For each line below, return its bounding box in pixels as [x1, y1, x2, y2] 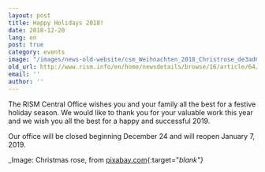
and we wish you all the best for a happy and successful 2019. [8, 116, 211, 125]
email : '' [8, 70, 41, 78]
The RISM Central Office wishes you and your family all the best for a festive [8, 99, 256, 109]
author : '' [8, 77, 44, 85]
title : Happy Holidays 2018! [8, 19, 104, 27]
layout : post [8, 11, 51, 20]
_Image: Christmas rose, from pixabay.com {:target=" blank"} [8, 155, 203, 164]
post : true [8, 41, 44, 49]
